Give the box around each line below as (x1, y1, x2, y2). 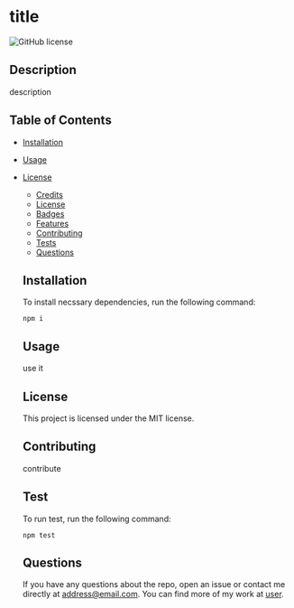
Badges (35, 208, 65, 219)
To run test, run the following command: (22, 513, 171, 524)
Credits (35, 189, 63, 200)
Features (35, 218, 69, 229)
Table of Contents (9, 113, 113, 128)
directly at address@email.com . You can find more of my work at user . (22, 589, 284, 600)
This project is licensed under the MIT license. (22, 413, 195, 424)
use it (22, 363, 43, 374)
